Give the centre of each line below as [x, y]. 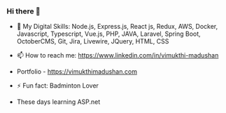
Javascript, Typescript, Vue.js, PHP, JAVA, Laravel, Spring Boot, [108, 34]
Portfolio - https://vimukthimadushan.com [77, 72]
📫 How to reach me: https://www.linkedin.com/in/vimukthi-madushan [118, 55]
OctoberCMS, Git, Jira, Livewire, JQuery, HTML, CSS [93, 41]
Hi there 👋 [24, 11]
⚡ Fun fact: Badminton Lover [58, 86]
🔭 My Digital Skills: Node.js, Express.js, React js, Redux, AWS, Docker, [117, 27]
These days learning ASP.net [58, 102]
